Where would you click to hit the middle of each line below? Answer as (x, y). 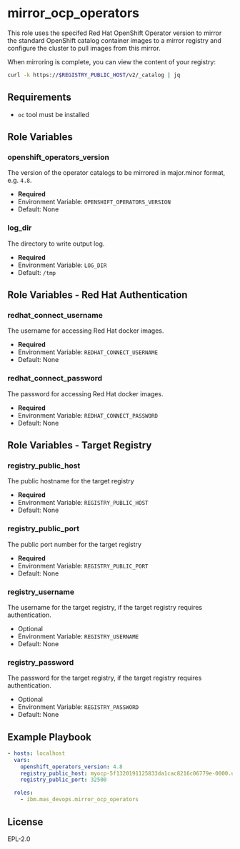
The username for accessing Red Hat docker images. (86, 331)
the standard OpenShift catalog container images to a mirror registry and (114, 40)
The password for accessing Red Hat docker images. (85, 393)
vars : (22, 760)
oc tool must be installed (53, 114)
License (25, 822)
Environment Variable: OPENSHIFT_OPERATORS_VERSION (94, 202)
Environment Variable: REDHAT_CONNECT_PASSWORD (88, 415)
